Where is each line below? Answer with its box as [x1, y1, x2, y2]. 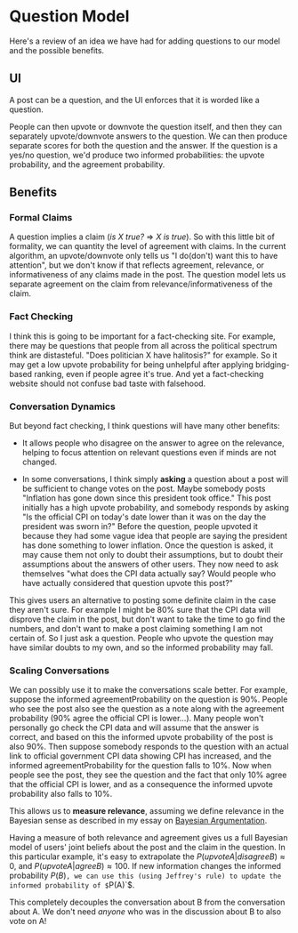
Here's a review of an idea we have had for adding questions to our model [9, 36, 280, 46]
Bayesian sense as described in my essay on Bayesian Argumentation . [9, 816, 268, 826]
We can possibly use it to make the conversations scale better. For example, [9, 685, 288, 696]
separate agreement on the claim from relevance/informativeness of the [9, 278, 273, 290]
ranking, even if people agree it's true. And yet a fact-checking [34, 368, 264, 379]
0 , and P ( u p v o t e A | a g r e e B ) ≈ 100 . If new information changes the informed [9, 861, 282, 872]
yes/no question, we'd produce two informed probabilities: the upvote [9, 149, 265, 160]
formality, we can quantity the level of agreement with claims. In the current [9, 241, 286, 252]
